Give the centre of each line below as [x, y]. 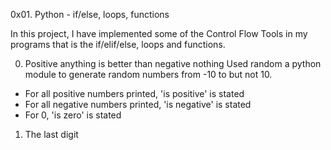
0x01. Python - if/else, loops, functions [90, 14]
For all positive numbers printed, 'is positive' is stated [134, 93]
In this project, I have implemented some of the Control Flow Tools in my [159, 33]
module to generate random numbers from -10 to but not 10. [148, 74]
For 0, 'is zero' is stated [73, 115]
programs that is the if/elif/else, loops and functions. [118, 44]
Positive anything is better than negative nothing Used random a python [173, 63]
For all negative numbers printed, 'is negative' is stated [138, 104]
